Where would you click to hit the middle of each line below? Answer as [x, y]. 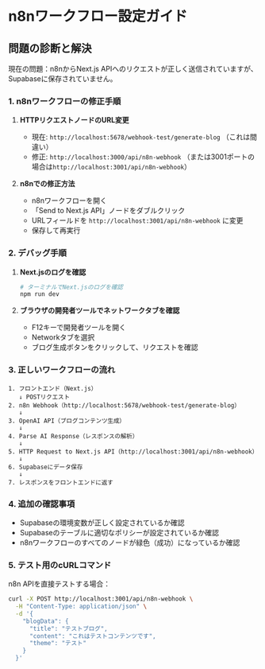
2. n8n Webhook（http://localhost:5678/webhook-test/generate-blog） [124, 405]
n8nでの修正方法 [47, 184]
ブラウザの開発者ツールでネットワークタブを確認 [100, 310]
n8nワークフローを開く [69, 200]
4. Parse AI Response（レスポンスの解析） [73, 436]
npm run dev [39, 294]
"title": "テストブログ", [69, 628]
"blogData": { [46, 621]
